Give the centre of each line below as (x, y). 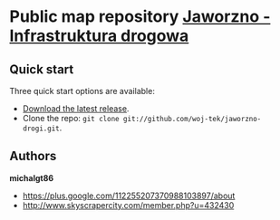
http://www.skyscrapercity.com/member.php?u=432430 (128, 205)
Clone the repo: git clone (71, 118)
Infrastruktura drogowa (99, 36)
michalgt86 (32, 177)
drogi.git (41, 129)
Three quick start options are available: (82, 91)
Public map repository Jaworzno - (140, 17)
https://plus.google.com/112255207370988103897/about (129, 196)
